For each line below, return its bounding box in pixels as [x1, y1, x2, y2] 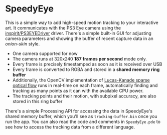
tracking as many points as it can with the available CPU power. [12, 87, 144, 93]
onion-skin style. [5, 40, 40, 46]
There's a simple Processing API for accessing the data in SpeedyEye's [5, 108, 153, 114]
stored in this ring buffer [12, 98, 63, 104]
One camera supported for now [12, 50, 78, 56]
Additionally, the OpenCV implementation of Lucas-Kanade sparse [12, 77, 150, 83]
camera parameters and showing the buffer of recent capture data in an [5, 35, 154, 41]
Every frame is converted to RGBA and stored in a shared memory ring [12, 66, 160, 72]
